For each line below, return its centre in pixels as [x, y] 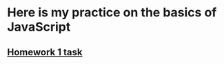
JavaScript [39, 27]
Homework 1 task [45, 52]
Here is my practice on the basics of [112, 13]
